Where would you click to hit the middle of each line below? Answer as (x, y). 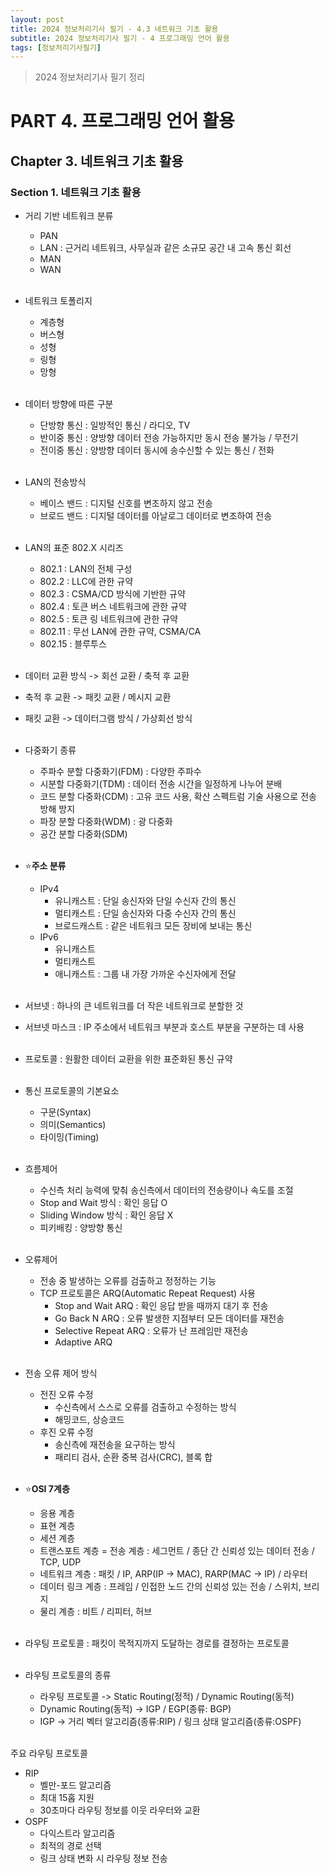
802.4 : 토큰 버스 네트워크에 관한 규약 (113, 607)
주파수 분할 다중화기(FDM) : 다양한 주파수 (120, 772)
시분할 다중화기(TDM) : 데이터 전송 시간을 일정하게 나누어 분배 (161, 784)
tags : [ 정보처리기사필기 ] (56, 47)
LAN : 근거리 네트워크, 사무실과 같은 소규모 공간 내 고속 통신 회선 (165, 248)
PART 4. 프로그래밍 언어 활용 (122, 121)
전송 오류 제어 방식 (61, 1373)
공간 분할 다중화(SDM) (83, 834)
